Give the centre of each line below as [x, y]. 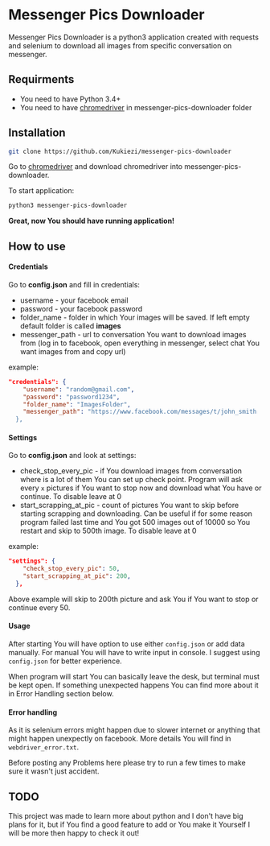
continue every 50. [39, 607]
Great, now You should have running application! [92, 221]
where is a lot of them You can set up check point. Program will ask [131, 480]
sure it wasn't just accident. [54, 771]
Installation [37, 133]
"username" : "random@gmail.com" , [79, 389]
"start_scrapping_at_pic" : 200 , [77, 576]
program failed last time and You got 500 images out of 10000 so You [135, 522]
